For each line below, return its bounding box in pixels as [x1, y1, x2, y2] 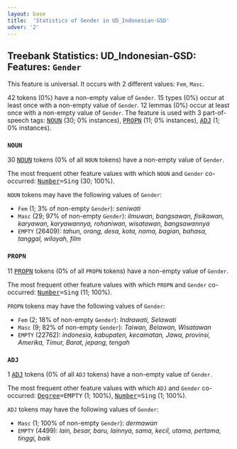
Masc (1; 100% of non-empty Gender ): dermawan [17, 419, 158, 428]
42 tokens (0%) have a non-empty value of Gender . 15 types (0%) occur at [7, 94, 225, 102]
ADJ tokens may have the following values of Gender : [7, 405, 159, 414]
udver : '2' [7, 23, 40, 31]
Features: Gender [7, 61, 82, 73]
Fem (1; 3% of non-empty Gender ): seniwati [17, 204, 140, 213]
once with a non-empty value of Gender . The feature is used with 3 [7, 109, 202, 117]
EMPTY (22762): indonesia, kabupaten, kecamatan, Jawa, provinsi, [17, 331, 211, 339]
